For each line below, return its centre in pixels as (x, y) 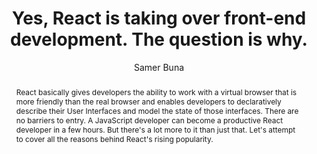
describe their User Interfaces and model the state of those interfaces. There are (157, 110)
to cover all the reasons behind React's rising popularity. (114, 138)
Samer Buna (159, 67)
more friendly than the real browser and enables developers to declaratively (148, 101)
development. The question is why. (159, 39)
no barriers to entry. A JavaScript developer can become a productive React (149, 120)
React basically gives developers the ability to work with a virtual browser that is (156, 92)
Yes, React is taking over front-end (159, 18)
